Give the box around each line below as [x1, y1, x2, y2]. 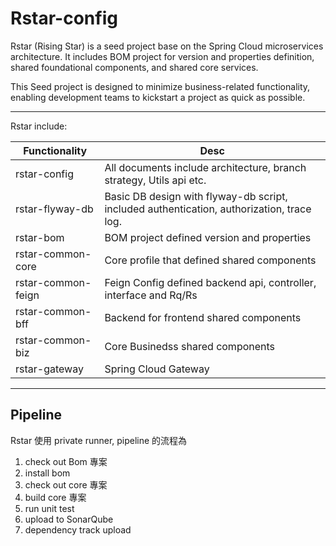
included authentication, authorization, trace [104, 202, 312, 216]
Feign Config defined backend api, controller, [104, 275, 317, 289]
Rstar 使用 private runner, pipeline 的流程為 [10, 434, 188, 446]
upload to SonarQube [24, 513, 114, 525]
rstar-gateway [15, 362, 84, 376]
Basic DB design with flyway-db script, [104, 189, 288, 203]
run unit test [24, 502, 75, 514]
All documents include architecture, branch [104, 160, 307, 174]
